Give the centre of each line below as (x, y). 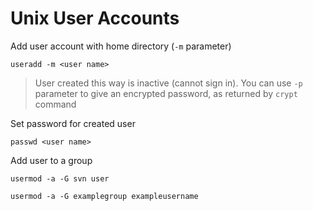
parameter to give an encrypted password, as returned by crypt (166, 93)
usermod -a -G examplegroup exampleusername (104, 196)
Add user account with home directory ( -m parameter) (121, 46)
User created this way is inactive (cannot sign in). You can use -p (168, 83)
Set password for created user (73, 123)
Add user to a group (51, 160)
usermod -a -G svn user (60, 178)
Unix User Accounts (95, 18)
